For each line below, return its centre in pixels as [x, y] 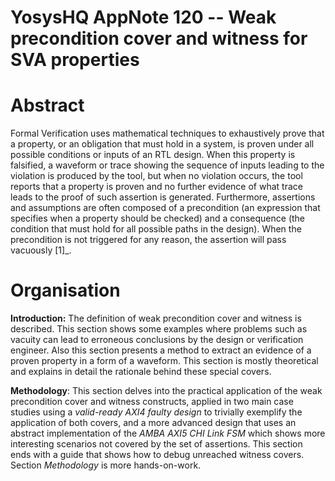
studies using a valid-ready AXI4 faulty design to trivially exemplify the [156, 412]
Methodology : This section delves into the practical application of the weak [166, 391]
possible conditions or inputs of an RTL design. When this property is [153, 155]
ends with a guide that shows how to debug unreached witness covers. [157, 455]
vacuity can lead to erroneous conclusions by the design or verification [157, 340]
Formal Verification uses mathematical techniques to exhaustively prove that [167, 133]
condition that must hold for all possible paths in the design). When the [156, 229]
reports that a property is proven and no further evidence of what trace [156, 187]
